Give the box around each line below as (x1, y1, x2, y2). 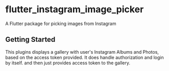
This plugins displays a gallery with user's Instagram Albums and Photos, (5, 49, 159, 55)
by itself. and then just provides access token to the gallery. (5, 60, 130, 66)
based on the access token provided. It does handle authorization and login (5, 54, 164, 60)
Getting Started (5, 35, 56, 44)
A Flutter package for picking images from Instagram (5, 20, 116, 27)
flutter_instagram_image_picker (5, 4, 144, 15)
